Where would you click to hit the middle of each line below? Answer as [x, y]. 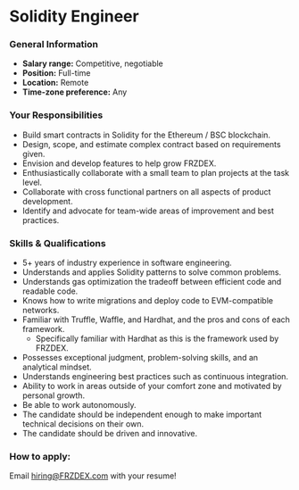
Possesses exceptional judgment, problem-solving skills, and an [140, 358]
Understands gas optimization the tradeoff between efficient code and [152, 282]
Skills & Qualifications [58, 243]
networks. [41, 311]
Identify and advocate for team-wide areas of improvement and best [148, 211]
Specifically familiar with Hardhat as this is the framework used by [157, 339]
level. [32, 182]
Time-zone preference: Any [75, 92]
